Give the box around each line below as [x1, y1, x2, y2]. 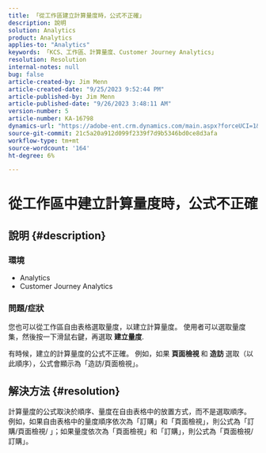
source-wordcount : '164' [8, 144, 90, 152]
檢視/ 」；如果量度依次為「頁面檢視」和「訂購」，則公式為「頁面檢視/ [31, 427, 254, 436]
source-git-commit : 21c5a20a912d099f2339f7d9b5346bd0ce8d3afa [8, 129, 218, 137]
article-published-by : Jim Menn [8, 93, 115, 101]
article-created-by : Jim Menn [8, 78, 108, 86]
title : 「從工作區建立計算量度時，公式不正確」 [8, 11, 146, 20]
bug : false [8, 70, 44, 78]
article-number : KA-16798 [8, 115, 93, 123]
